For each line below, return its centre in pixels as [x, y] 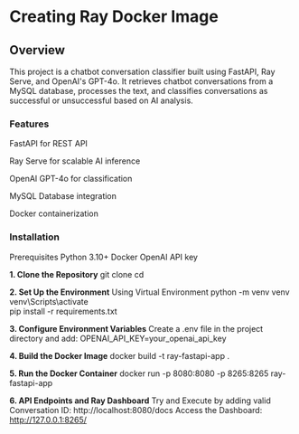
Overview [37, 50]
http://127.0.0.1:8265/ [48, 420]
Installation [35, 237]
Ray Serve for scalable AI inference [75, 161]
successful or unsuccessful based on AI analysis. [102, 100]
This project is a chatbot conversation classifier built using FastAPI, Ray [142, 71]
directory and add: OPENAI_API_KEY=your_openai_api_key [118, 338]
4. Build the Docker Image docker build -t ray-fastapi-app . [120, 355]
